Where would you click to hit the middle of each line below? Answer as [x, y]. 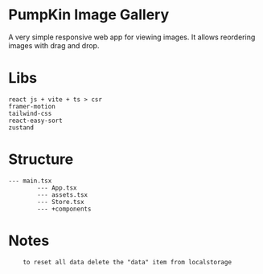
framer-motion [32, 106]
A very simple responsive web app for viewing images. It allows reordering [132, 37]
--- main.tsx [30, 181]
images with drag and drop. [54, 45]
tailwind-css [30, 113]
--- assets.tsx [63, 194]
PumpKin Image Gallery [89, 15]
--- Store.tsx [61, 202]
